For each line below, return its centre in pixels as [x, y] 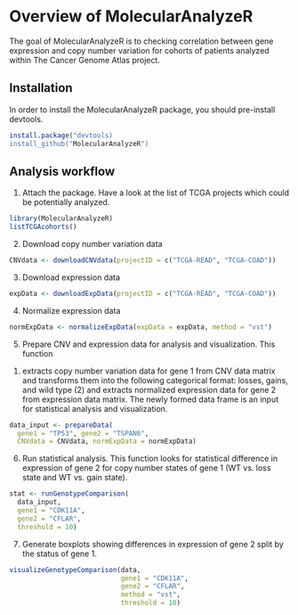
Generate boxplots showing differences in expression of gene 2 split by [153, 544]
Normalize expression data [71, 310]
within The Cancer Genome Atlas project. [85, 60]
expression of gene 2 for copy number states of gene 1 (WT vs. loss [146, 468]
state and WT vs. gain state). [75, 478]
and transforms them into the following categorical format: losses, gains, [155, 380]
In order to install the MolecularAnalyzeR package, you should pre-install [142, 110]
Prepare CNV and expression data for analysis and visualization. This [149, 344]
